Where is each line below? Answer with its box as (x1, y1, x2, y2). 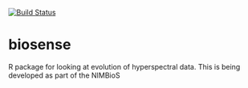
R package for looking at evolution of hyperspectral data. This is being (8, 62, 241, 71)
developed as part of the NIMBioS (8, 70, 120, 80)
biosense (8, 36, 71, 54)
